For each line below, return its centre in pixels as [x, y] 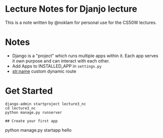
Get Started [29, 91]
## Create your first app [31, 121]
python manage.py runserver [34, 112]
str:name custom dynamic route [44, 71]
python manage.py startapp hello [38, 130]
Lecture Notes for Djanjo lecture [71, 9]
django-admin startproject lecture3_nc [46, 104]
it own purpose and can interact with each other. [61, 61]
